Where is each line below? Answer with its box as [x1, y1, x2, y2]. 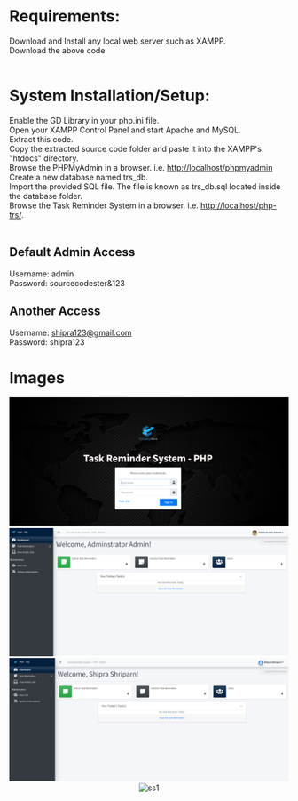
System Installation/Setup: [9, 86, 210, 106]
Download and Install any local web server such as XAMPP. [9, 36, 226, 46]
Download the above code [9, 44, 106, 55]
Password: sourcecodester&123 [9, 277, 126, 288]
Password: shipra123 [9, 336, 85, 348]
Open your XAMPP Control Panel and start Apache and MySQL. [9, 124, 241, 135]
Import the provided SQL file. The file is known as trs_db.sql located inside [9, 180, 281, 192]
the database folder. [9, 190, 82, 201]
